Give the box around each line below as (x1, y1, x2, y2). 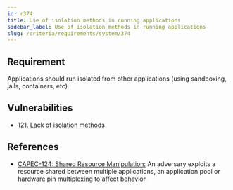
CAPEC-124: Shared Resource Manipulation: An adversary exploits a (17, 159, 216, 168)
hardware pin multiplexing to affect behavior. (17, 175, 148, 183)
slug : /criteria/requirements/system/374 (7, 29, 131, 37)
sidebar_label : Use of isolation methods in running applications (7, 23, 206, 30)
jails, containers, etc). (7, 82, 70, 90)
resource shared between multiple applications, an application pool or (17, 167, 220, 175)
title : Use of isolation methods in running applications (7, 17, 181, 24)
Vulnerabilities (7, 102, 73, 114)
